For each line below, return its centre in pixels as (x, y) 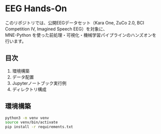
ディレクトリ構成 (29, 89)
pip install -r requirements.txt (39, 127)
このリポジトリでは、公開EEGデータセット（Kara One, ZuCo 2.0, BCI (75, 23)
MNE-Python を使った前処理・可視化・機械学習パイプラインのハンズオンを (81, 35)
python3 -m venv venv (27, 118)
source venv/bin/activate (31, 122)
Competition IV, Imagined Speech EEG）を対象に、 (56, 29)
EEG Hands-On (36, 9)
